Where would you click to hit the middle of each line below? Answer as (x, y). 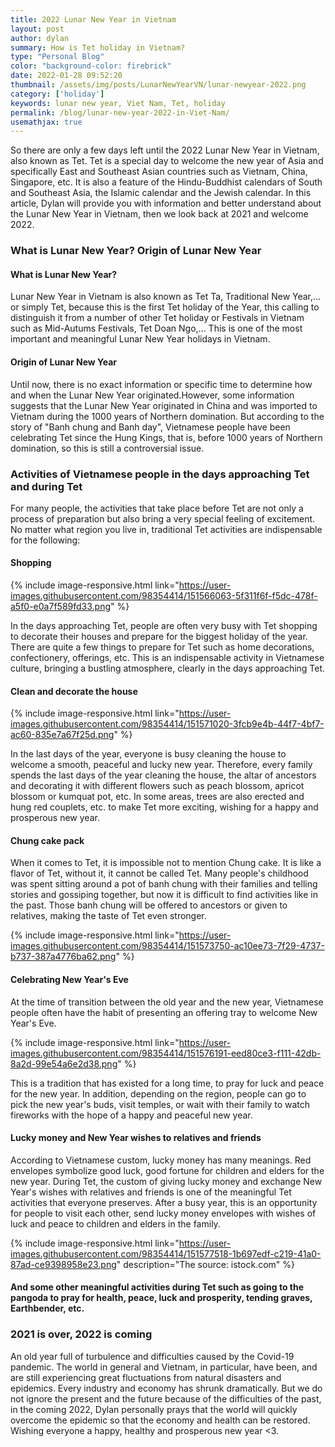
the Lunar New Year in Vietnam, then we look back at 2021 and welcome (159, 214)
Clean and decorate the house (74, 691)
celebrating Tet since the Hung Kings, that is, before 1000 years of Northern (166, 437)
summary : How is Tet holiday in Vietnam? (98, 47)
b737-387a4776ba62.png (63, 957)
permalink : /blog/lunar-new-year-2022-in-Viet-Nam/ (120, 112)
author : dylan (40, 38)
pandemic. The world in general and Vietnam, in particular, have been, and (164, 1367)
